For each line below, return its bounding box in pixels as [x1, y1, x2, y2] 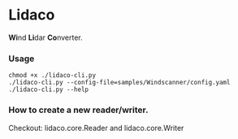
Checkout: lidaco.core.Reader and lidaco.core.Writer [8, 123, 184, 132]
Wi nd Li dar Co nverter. [8, 33, 83, 42]
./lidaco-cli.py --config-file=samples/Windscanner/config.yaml [8, 79, 231, 87]
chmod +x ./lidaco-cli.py [8, 72, 96, 80]
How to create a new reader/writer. [8, 104, 149, 115]
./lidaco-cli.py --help [8, 85, 89, 94]
